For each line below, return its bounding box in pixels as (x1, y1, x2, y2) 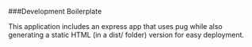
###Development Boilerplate (8, 7, 102, 16)
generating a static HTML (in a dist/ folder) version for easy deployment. (8, 31, 244, 39)
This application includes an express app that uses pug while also (8, 22, 223, 31)
